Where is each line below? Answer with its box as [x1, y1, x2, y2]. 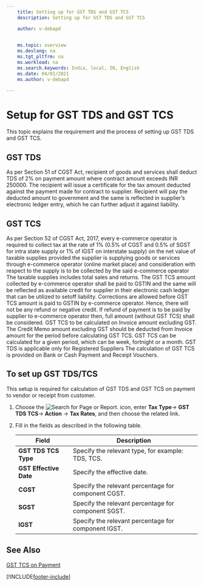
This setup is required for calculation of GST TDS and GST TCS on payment [6, 385, 195, 392]
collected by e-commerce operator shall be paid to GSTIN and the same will [6, 280, 196, 287]
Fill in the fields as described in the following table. [15, 421, 143, 429]
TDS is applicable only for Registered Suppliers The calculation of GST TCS [6, 345, 195, 352]
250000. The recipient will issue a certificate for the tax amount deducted [6, 181, 191, 189]
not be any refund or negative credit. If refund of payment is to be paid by [6, 306, 191, 313]
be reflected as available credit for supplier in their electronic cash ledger [6, 286, 190, 293]
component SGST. [72, 507, 126, 515]
